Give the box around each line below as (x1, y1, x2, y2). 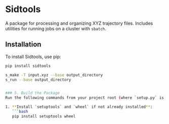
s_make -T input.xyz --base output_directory (5, 72, 103, 78)
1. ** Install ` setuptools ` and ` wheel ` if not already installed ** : (5, 104, 153, 109)
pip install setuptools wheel (12, 113, 76, 119)
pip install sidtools (5, 63, 51, 69)
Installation (5, 40, 41, 49)
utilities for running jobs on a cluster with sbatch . (5, 25, 106, 31)
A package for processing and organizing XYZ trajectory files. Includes (5, 20, 153, 26)
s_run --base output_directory (5, 77, 71, 82)
